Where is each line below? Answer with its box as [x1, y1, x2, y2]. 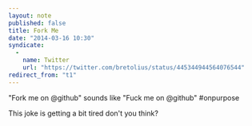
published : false [8, 19, 66, 27]
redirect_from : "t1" [8, 71, 78, 79]
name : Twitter [22, 57, 70, 65]
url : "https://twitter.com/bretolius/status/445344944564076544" [22, 64, 246, 72]
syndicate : [8, 41, 45, 49]
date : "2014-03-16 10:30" [8, 33, 94, 42]
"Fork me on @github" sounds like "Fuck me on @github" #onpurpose [8, 93, 240, 102]
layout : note [8, 11, 52, 20]
